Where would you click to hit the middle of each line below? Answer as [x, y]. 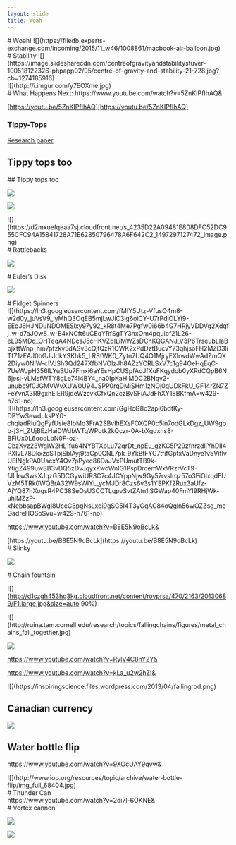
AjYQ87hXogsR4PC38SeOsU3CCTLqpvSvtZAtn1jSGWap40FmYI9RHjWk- [113, 490]
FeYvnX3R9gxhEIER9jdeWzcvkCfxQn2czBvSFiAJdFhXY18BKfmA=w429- [113, 393]
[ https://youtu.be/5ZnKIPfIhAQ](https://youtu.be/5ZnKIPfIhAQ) [98, 107]
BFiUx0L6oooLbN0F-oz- [43, 438]
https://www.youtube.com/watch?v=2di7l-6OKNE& [81, 801]
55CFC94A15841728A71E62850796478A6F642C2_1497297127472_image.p [117, 234]
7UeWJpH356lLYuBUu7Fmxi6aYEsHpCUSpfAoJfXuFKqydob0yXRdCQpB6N [117, 370]
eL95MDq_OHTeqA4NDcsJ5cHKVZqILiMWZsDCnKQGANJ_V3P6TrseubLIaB [118, 341]
